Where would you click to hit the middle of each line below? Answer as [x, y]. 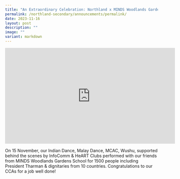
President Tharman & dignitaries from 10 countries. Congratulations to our [79, 166]
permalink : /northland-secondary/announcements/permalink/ [66, 14]
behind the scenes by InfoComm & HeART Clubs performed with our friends [81, 156]
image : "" [15, 32]
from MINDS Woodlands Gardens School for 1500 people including [72, 161]
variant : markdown [24, 37]
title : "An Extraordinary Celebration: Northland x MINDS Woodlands [76, 9]
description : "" [21, 28]
